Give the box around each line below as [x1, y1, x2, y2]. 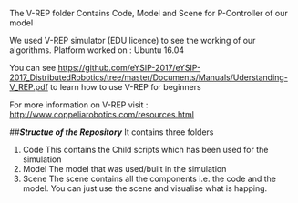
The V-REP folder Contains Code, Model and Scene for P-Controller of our [9, 8, 289, 18]
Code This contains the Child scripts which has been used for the [22, 145, 269, 155]
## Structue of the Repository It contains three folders [9, 127, 214, 137]
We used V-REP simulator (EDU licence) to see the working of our [9, 36, 256, 46]
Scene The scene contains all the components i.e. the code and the [22, 173, 276, 184]
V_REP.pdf [9, 82, 48, 92]
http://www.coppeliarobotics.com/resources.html [9, 109, 194, 119]
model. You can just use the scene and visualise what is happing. [22, 183, 268, 194]
